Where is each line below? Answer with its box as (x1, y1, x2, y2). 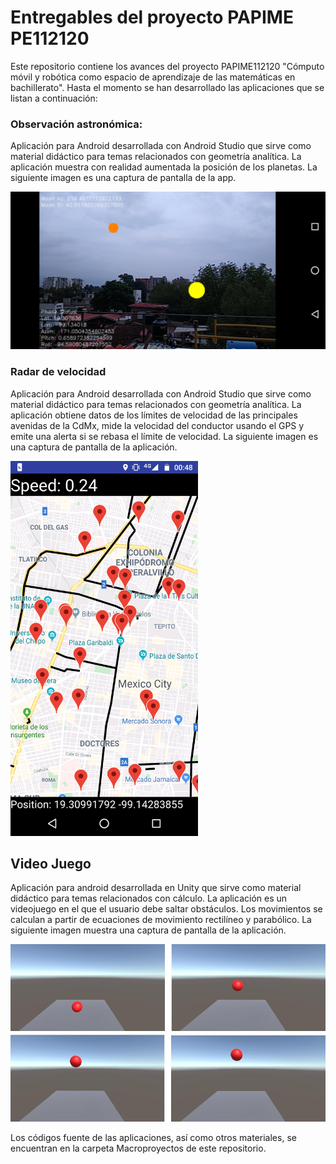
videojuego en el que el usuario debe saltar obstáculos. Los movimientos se (10, 903, 323, 915)
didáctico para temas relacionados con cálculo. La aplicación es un (10, 892, 288, 905)
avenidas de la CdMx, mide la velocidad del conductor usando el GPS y (10, 419, 305, 431)
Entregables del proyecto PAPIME (10, 6, 294, 29)
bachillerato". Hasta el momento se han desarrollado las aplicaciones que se (10, 81, 325, 93)
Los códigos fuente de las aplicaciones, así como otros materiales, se (10, 1131, 297, 1143)
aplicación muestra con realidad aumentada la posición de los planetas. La (10, 161, 318, 173)
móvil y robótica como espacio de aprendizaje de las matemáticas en (10, 71, 296, 83)
